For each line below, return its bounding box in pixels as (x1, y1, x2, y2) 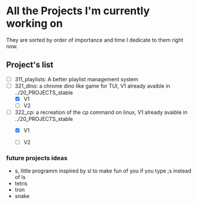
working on (6, 17, 63, 30)
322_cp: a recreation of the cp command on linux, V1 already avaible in (14, 109, 188, 116)
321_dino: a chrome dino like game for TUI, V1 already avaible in (14, 82, 170, 90)
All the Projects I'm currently (6, 4, 150, 18)
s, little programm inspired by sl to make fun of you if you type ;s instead (14, 167, 191, 174)
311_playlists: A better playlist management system (14, 75, 138, 82)
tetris (14, 180, 28, 187)
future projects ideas (6, 154, 68, 162)
